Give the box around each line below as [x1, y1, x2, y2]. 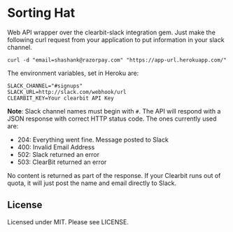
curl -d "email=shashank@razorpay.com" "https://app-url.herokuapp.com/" [7, 56, 227, 64]
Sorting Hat [7, 5, 76, 21]
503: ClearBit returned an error [17, 158, 107, 166]
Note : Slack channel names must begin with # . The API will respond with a [7, 107, 221, 115]
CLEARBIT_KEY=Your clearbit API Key [7, 95, 114, 102]
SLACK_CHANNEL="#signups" [7, 82, 83, 89]
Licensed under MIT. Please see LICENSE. [7, 217, 129, 226]
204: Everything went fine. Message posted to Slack [17, 135, 169, 144]
